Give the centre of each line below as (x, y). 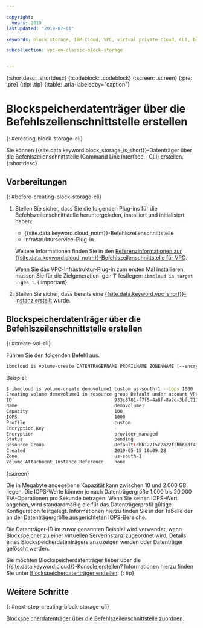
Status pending (70, 439)
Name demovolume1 (76, 406)
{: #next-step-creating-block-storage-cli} (58, 606)
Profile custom (69, 422)
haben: (24, 221)
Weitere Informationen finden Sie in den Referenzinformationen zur (98, 251)
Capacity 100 (64, 411)
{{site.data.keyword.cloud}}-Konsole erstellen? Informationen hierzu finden (100, 566)
